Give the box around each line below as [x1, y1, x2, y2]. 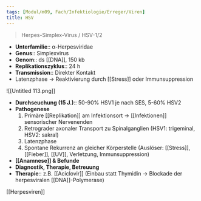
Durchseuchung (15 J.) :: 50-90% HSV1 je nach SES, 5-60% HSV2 [15, 98, 182, 106]
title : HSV [6, 15, 34, 21]
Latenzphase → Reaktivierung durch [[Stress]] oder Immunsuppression [15, 75, 194, 83]
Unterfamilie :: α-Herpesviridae [15, 43, 94, 50]
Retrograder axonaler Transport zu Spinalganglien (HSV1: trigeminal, [24, 124, 196, 132]
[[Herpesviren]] [6, 188, 46, 195]
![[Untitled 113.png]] [6, 87, 56, 94]
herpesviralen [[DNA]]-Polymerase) [15, 176, 104, 183]
